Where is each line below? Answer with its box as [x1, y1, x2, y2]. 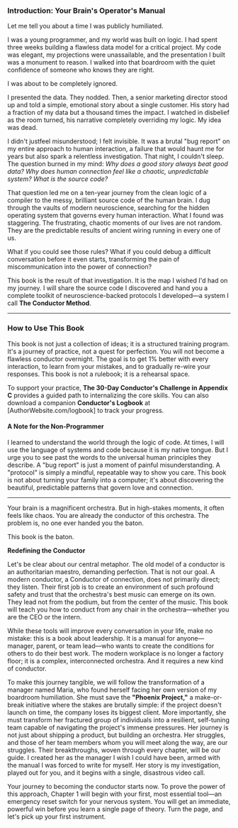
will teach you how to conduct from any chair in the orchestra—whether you [7, 605, 229, 614]
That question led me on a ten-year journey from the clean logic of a [7, 189, 207, 197]
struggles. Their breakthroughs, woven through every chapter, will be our [7, 746, 221, 754]
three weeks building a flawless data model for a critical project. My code [7, 43, 222, 52]
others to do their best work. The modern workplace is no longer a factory [7, 648, 225, 658]
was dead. [7, 123, 38, 132]
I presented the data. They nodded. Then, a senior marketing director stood [7, 93, 228, 101]
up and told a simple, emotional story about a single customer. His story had [7, 101, 229, 109]
